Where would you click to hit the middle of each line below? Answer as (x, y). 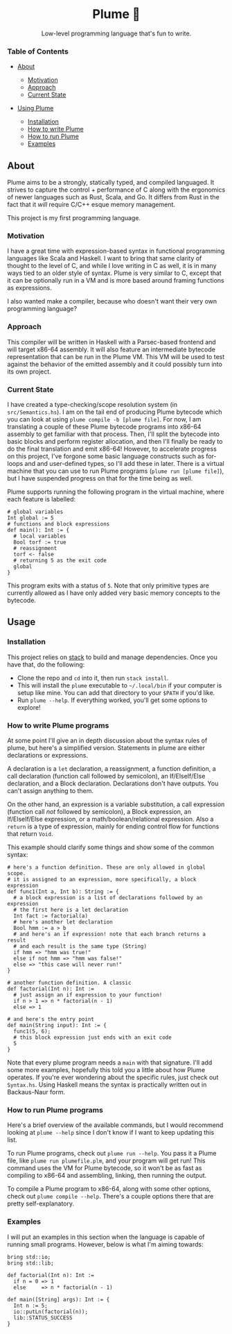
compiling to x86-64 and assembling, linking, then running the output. (107, 1176)
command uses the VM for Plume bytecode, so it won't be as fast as (105, 1168)
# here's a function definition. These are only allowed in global (107, 867)
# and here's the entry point (51, 1019)
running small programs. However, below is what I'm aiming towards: (105, 1244)
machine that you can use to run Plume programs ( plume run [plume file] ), (116, 471)
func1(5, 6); (32, 1031)
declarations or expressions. (48, 755)
